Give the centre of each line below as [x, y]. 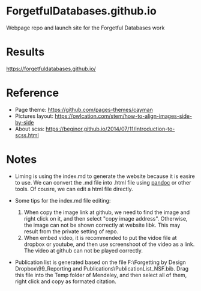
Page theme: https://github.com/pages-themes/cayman [84, 109]
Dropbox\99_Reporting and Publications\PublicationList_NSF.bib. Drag [102, 268]
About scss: [30, 129]
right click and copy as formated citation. [66, 281]
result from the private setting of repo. [71, 231]
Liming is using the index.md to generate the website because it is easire [105, 176]
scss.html [27, 135]
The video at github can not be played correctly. [83, 250]
